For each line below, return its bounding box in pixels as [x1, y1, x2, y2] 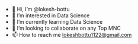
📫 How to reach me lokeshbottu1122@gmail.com [11, 32, 132, 38]
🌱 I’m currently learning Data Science [11, 18, 103, 25]
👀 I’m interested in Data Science [11, 12, 90, 19]
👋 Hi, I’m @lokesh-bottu [11, 6, 70, 12]
